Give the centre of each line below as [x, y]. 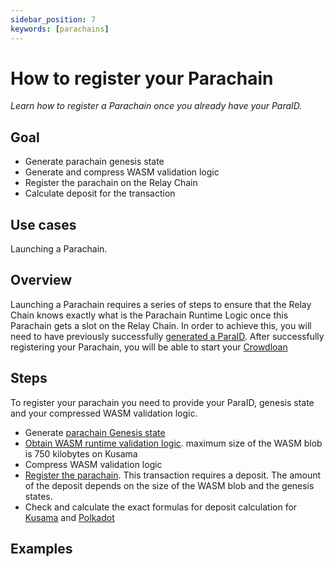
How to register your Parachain [142, 78]
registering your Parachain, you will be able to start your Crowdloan [149, 347]
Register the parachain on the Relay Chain [111, 183]
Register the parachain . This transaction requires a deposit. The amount [173, 475]
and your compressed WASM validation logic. [104, 413]
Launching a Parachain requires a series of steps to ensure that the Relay [161, 304]
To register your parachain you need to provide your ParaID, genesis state [162, 402]
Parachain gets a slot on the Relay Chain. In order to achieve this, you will [161, 325]
